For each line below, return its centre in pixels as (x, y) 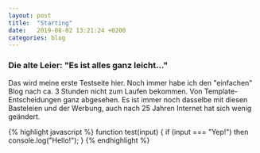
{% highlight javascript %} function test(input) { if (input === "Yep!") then (128, 132)
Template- (221, 91)
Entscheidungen (35, 99)
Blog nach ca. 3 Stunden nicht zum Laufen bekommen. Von (105, 91)
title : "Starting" (41, 23)
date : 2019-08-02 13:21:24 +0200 (67, 30)
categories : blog (37, 38)
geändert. (24, 117)
